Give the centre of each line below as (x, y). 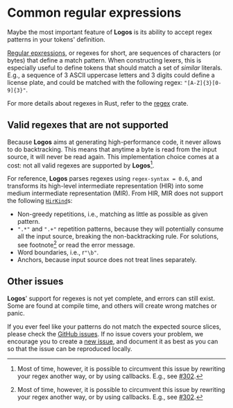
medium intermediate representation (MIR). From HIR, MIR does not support (115, 193)
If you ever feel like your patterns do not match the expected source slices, (114, 326)
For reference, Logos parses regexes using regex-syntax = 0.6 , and (105, 179)
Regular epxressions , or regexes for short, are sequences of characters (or (114, 53)
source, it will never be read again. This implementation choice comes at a (113, 156)
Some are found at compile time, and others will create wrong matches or (112, 305)
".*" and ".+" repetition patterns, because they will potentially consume (120, 229)
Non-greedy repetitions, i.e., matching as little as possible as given (112, 214)
